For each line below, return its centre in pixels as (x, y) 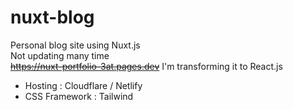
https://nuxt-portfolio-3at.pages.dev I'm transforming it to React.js (146, 66)
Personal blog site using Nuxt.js (75, 45)
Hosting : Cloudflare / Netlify (83, 85)
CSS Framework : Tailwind (79, 96)
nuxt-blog (52, 17)
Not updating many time (60, 55)
